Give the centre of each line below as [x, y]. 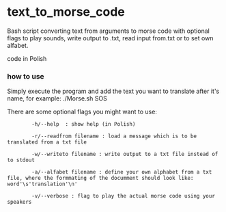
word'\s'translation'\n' [42, 184]
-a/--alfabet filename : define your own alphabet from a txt [122, 172]
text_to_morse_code [66, 12]
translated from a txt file [47, 142]
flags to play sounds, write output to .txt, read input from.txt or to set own [110, 38]
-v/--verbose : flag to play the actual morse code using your [123, 196]
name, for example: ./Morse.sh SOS [57, 98]
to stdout [21, 160]
